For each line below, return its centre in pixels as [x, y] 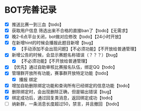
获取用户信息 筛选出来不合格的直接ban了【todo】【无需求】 [71, 30]
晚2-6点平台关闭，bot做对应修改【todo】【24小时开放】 [68, 37]
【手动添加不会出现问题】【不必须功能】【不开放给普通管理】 [79, 49]
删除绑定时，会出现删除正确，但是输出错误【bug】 [63, 92]
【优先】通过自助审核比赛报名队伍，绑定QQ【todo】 [64, 67]
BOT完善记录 [30, 10]
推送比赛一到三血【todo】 [38, 24]
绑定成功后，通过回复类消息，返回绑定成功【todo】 [63, 97]
